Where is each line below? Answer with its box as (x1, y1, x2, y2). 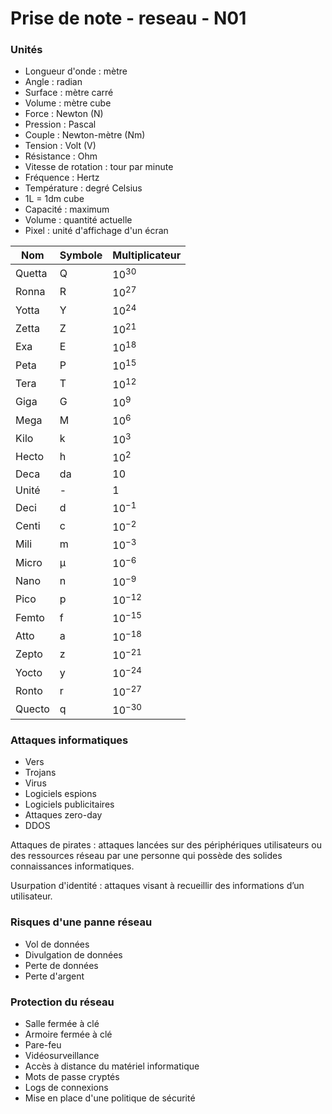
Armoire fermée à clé (24, 1028, 113, 1040)
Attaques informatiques (10, 733, 129, 747)
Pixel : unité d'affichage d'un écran (24, 225, 169, 237)
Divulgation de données (24, 948, 123, 961)
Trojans (24, 767, 57, 779)
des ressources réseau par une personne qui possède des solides (10, 850, 283, 862)
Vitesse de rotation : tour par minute (24, 161, 174, 173)
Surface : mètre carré (24, 87, 114, 99)
